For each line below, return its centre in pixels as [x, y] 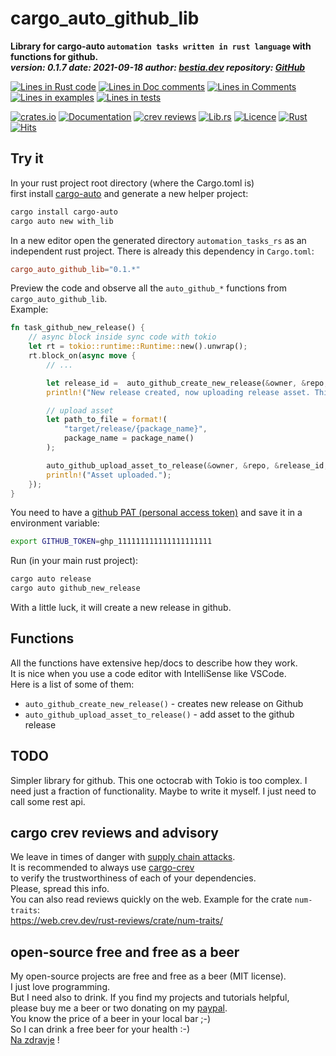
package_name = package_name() [129, 438]
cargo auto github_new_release [75, 588]
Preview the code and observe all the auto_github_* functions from [148, 288]
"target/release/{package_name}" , [135, 429]
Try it [27, 158]
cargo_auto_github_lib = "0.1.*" [75, 269]
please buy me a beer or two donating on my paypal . [119, 1008]
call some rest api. [48, 801]
